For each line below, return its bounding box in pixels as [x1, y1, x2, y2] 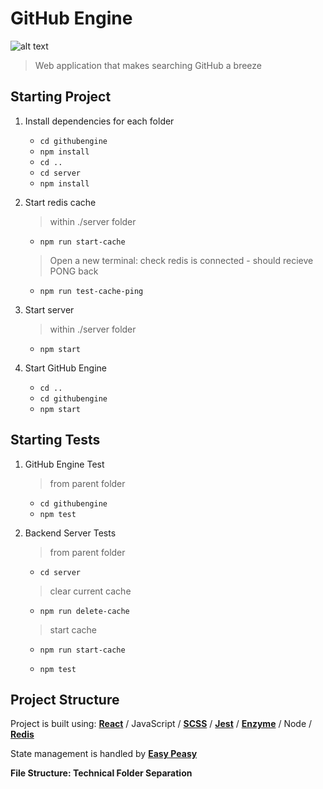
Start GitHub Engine [24, 362, 108, 374]
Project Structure [10, 691, 120, 708]
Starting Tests [10, 432, 101, 449]
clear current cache [49, 585, 132, 597]
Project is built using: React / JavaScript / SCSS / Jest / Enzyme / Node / [10, 718, 313, 730]
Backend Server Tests [24, 527, 117, 539]
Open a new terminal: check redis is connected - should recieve [49, 254, 314, 266]
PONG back [49, 265, 99, 277]
